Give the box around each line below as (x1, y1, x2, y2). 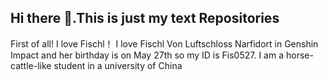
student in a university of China (53, 59, 183, 71)
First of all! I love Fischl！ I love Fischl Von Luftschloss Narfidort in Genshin (10, 37, 319, 50)
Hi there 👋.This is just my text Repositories (10, 10, 280, 27)
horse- (285, 49, 314, 61)
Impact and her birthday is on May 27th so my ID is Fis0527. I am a (10, 49, 285, 61)
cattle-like (10, 59, 52, 71)
